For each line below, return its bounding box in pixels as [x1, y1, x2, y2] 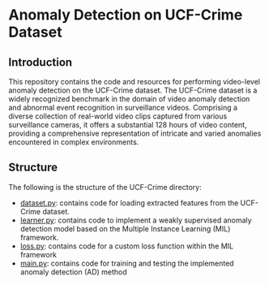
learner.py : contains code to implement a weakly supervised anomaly [19, 215, 253, 225]
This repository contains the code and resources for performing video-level [8, 77, 261, 86]
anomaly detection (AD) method [19, 266, 127, 277]
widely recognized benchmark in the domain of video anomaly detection [8, 94, 250, 103]
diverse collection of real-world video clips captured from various [8, 111, 228, 121]
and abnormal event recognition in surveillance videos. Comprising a [8, 103, 237, 112]
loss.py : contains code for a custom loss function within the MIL [19, 241, 234, 251]
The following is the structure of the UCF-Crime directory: [8, 182, 202, 192]
